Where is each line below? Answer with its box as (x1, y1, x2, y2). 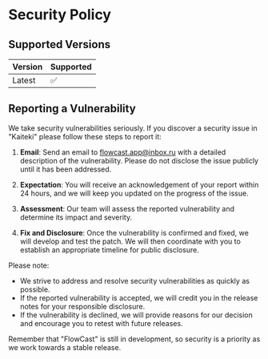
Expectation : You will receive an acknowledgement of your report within (19, 179, 259, 189)
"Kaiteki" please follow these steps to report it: (8, 131, 162, 141)
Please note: (8, 260, 50, 270)
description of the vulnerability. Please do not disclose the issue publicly (19, 155, 258, 165)
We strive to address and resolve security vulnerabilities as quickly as (19, 276, 250, 285)
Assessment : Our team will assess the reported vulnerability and (19, 204, 234, 213)
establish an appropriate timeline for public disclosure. (19, 244, 200, 254)
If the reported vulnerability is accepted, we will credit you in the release (19, 292, 258, 302)
